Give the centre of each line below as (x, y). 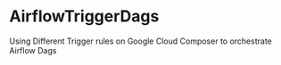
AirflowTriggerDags (84, 16)
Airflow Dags (33, 50)
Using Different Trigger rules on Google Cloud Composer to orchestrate (140, 41)
